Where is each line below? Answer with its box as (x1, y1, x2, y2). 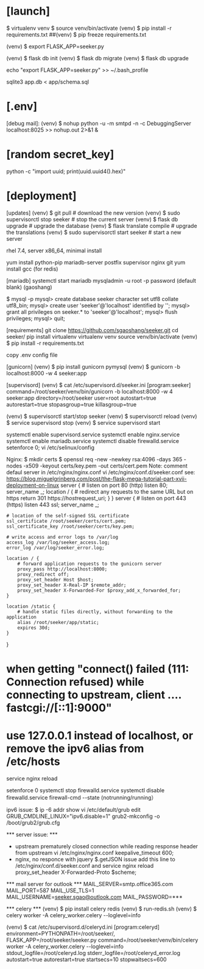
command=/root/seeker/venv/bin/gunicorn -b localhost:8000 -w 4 (6, 388, 174, 395)
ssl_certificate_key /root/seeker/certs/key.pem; (6, 523, 135, 530)
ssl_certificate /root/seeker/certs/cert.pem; (6, 518, 127, 524)
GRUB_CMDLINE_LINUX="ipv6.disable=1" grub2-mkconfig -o (6, 812, 160, 820)
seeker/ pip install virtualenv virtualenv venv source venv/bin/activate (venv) (6, 333, 198, 340)
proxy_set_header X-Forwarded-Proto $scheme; (15, 868, 137, 876)
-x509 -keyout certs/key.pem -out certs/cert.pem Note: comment (23, 462, 188, 469)
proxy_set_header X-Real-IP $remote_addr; (17, 582, 127, 588)
